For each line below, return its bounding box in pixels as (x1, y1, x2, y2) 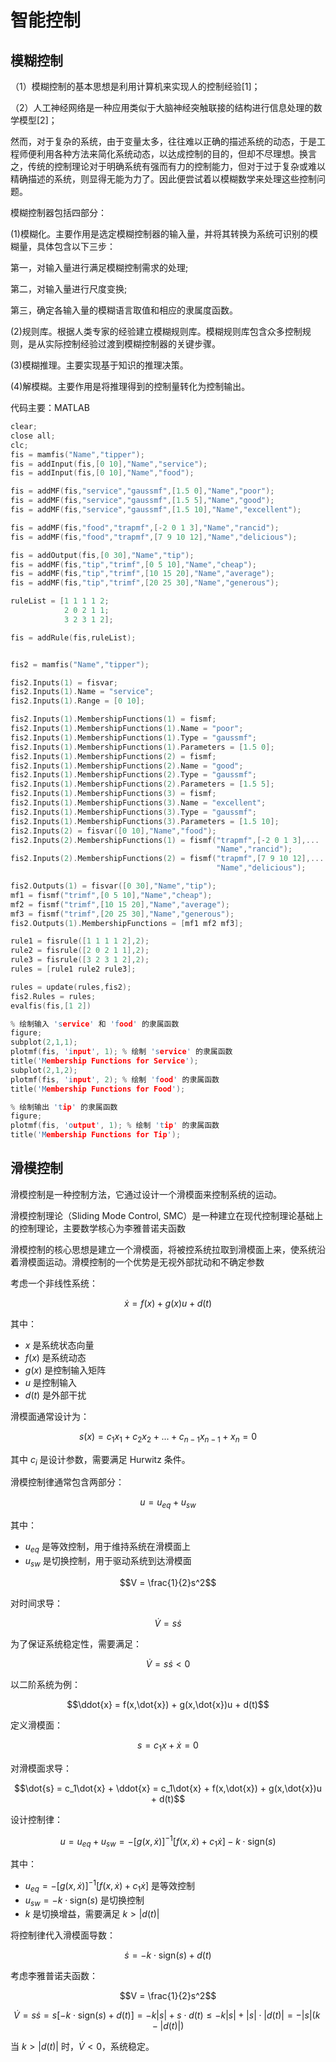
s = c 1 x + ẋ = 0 (137, 1739, 199, 1753)
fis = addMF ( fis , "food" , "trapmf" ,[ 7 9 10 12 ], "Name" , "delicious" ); (10, 532, 298, 542)
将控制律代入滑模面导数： (10, 1929, 116, 1941)
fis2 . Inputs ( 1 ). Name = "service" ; (10, 687, 155, 697)
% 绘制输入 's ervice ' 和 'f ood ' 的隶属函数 (10, 1019, 180, 1029)
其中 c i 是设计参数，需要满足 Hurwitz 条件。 (10, 1453, 191, 1468)
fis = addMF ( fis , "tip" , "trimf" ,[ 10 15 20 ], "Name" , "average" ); (10, 569, 275, 579)
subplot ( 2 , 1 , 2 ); (10, 1065, 78, 1075)
